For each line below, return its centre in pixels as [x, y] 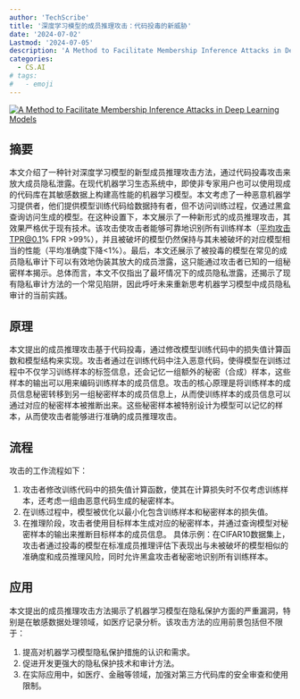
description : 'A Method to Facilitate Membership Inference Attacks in [145, 51]
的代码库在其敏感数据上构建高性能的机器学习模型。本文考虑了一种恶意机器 [146, 195]
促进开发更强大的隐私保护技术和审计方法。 [100, 663]
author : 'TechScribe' [50, 17]
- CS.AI [32, 68]
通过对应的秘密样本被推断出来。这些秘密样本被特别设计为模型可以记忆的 [142, 405]
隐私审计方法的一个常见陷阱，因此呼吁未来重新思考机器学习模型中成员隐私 [154, 284]
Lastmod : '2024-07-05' [51, 42]
